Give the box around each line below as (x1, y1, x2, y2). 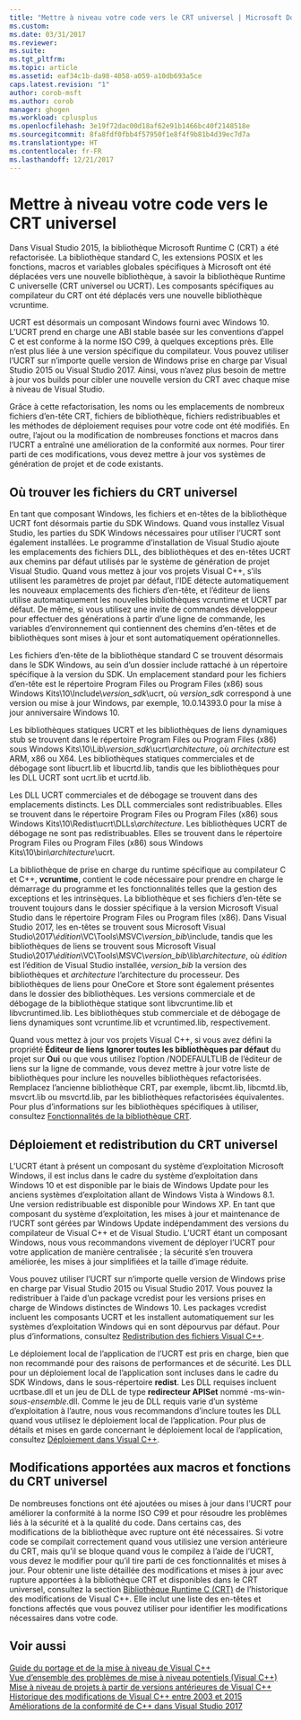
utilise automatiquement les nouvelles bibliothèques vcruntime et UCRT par (9, 595, 288, 605)
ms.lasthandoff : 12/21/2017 (9, 154, 115, 164)
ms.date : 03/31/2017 (9, 30, 87, 39)
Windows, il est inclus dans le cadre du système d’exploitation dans (9, 1170, 258, 1181)
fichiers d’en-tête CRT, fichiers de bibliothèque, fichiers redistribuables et (9, 410, 280, 422)
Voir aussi (9, 1638, 66, 1654)
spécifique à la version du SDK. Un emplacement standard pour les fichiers (9, 669, 287, 680)
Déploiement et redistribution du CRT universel (9, 1137, 278, 1152)
